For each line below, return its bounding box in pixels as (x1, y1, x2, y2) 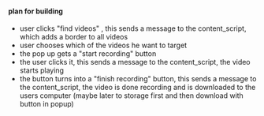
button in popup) (19, 99, 75, 109)
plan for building (8, 6, 63, 16)
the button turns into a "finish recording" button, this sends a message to (19, 74, 257, 84)
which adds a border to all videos (19, 32, 128, 42)
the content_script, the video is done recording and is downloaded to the (19, 83, 256, 92)
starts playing (19, 65, 65, 75)
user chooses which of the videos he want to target (19, 40, 188, 51)
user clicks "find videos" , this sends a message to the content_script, (19, 24, 247, 33)
